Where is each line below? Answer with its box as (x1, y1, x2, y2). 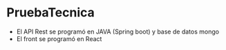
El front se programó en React (16, 34, 102, 42)
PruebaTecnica (6, 5, 95, 21)
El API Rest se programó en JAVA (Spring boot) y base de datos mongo (16, 27, 219, 36)
